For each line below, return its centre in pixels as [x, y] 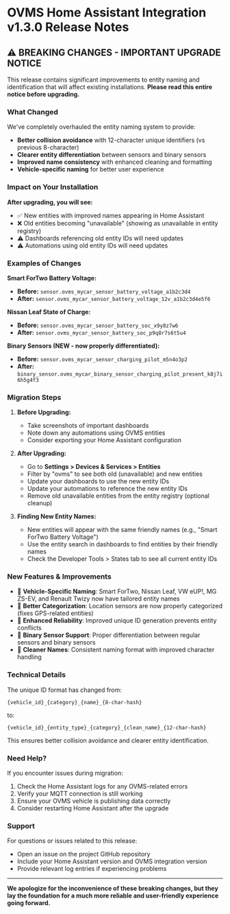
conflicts [29, 628]
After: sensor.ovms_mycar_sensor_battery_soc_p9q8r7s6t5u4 [101, 332]
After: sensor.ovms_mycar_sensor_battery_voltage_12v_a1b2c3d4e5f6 [114, 298]
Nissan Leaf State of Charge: [49, 312]
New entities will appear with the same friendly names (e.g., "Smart [122, 530]
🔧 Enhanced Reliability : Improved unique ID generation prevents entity [117, 621]
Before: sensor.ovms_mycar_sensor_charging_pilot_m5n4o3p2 [102, 359]
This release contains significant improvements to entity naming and [103, 80]
